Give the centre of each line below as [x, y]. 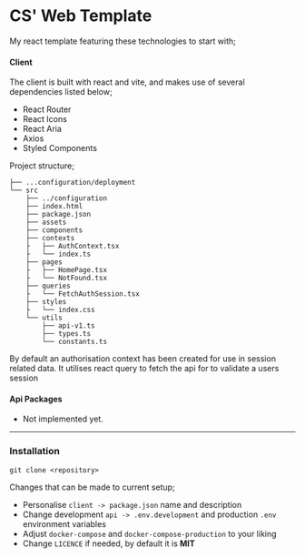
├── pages [44, 262]
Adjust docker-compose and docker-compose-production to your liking [149, 533]
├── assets [46, 223]
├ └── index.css [60, 310]
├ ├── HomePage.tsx [66, 270]
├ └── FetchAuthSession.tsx [83, 294]
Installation [35, 451]
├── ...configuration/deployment [73, 183]
